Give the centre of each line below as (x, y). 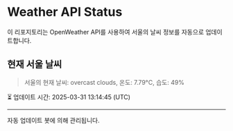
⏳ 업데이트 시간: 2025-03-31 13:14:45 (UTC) (69, 97)
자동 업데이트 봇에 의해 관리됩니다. (53, 120)
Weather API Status (65, 12)
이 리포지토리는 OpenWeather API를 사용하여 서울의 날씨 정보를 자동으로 (106, 32)
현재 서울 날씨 (35, 64)
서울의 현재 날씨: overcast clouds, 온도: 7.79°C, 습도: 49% (104, 82)
